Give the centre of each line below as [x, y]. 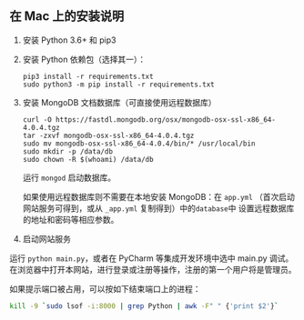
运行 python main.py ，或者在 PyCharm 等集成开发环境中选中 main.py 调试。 [152, 258]
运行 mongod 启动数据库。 [69, 177]
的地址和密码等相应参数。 [71, 219]
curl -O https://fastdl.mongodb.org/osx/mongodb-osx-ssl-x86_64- [149, 120]
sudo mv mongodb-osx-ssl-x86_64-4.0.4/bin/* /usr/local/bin [139, 144]
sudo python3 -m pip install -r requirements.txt [119, 85]
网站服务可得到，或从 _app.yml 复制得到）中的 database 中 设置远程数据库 [158, 208]
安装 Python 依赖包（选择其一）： [84, 59]
